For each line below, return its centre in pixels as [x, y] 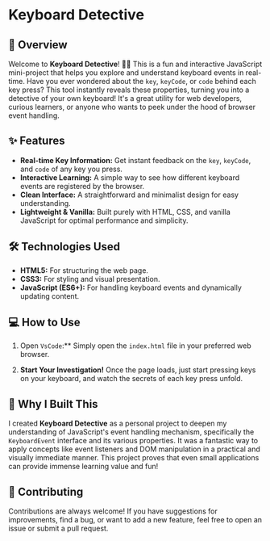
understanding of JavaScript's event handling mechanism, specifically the [131, 432]
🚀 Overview [38, 45]
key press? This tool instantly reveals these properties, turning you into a [129, 90]
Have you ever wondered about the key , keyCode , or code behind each [141, 81]
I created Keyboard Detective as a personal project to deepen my [118, 424]
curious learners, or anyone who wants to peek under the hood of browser [132, 107]
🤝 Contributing [46, 491]
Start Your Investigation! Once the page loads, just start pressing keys [138, 370]
